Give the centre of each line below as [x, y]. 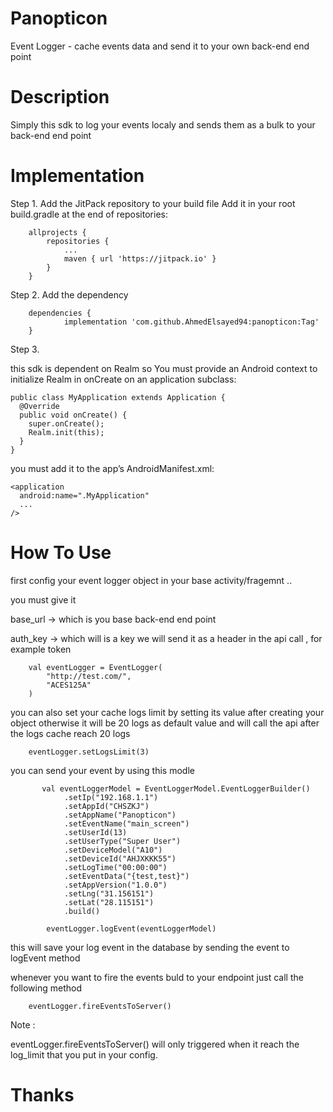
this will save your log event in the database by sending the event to [150, 947]
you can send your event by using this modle [102, 770]
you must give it [43, 599]
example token [41, 649]
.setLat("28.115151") [109, 902]
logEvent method [45, 958]
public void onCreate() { [73, 415]
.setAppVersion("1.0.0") [115, 885]
